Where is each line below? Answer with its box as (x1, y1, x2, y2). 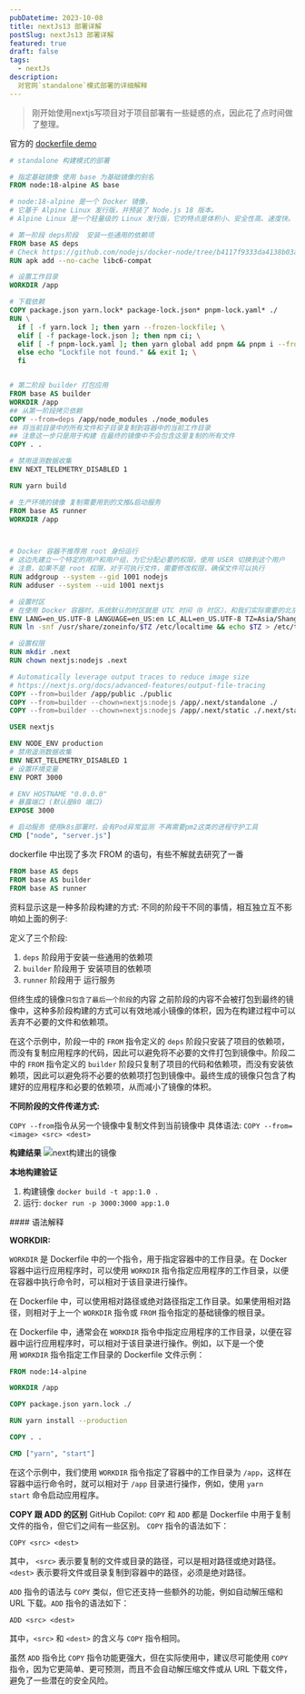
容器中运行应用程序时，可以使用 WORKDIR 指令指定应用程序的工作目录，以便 (9, 1265, 289, 1276)
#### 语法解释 (9, 1216, 64, 1227)
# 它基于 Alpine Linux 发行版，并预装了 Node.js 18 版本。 (9, 206, 218, 215)
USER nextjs (9, 722, 54, 732)
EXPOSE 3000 (9, 806, 54, 815)
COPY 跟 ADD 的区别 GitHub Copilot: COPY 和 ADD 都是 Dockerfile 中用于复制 (9, 1508, 291, 1519)
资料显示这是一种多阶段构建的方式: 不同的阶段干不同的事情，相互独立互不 (9, 902, 284, 913)
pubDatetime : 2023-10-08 (9, 13, 103, 23)
